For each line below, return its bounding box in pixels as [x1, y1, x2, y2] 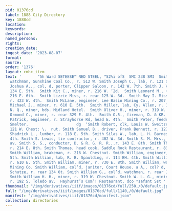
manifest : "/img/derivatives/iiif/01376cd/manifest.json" [5, 193, 132, 198]
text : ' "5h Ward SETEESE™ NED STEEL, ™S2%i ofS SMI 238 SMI [5, 74, 155, 79]
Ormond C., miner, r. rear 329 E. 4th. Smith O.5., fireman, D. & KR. [10, 112, 166, 118]
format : [5, 55, 22, 60]
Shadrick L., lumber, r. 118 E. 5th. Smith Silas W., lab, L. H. [10, 131, 153, 136]
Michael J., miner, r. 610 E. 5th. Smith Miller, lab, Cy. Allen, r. [10, 103, 164, 108]
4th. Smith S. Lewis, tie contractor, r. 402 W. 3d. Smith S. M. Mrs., [10, 136, 166, 141]
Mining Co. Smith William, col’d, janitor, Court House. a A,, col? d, [10, 164, 166, 170]
